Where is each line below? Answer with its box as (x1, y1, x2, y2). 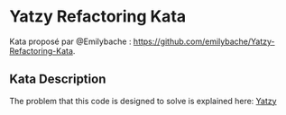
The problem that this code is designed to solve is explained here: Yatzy (9, 95, 277, 106)
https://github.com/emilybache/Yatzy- (133, 36, 275, 47)
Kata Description (9, 72, 106, 87)
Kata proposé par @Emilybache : (9, 36, 132, 47)
